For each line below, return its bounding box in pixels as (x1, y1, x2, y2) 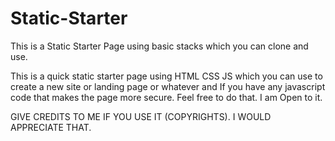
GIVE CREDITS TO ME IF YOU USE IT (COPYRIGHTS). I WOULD (10, 110, 272, 122)
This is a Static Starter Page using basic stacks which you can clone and (10, 40, 309, 52)
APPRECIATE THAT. (10, 121, 92, 133)
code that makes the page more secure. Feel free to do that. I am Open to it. (10, 91, 323, 103)
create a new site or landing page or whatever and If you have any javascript (10, 80, 326, 92)
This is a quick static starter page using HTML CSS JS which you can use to (10, 70, 323, 82)
